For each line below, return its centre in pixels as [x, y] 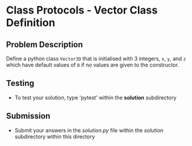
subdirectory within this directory [55, 137]
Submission [28, 116]
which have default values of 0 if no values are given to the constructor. [92, 65]
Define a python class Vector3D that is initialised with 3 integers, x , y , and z [96, 59]
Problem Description [45, 44]
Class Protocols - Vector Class [82, 10]
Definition [31, 23]
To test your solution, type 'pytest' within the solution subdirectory [95, 97]
